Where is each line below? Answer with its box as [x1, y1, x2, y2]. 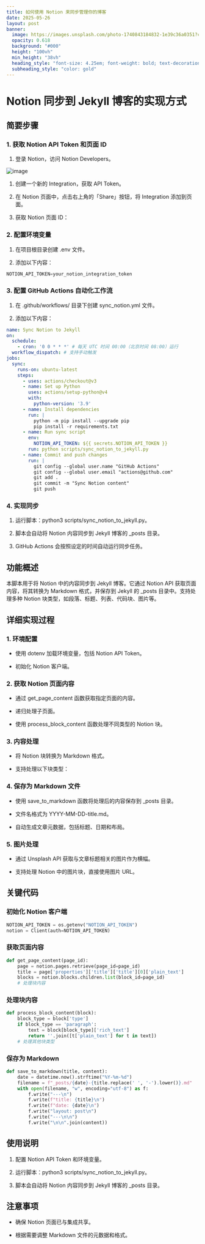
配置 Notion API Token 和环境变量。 [15, 1155, 105, 1163]
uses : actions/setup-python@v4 [28, 389, 108, 395]
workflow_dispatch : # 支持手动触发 [12, 349, 97, 356]
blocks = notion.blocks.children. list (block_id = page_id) [17, 974, 165, 981]
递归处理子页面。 [15, 707, 59, 715]
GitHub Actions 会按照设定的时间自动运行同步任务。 [15, 543, 146, 550]
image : [12, 32, 29, 38]
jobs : [6, 356, 20, 362]
